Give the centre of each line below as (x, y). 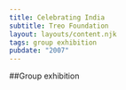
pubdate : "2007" (39, 51)
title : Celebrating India (57, 17)
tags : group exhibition (53, 42)
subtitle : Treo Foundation (59, 26)
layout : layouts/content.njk (63, 34)
